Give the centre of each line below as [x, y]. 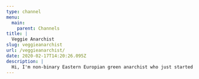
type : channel [24, 12]
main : [18, 23]
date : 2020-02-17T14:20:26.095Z [46, 56]
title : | [17, 34]
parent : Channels [38, 28]
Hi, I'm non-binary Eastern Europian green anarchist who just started [102, 67]
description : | [25, 61]
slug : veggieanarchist [34, 45]
